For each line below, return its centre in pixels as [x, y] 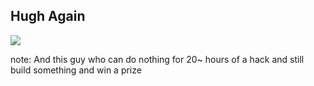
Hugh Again [48, 16]
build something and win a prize [76, 70]
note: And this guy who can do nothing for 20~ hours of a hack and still [157, 59]
